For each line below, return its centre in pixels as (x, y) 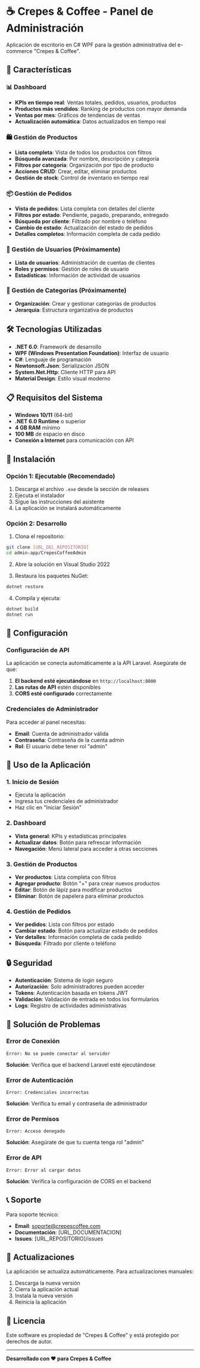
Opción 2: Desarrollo (37, 524)
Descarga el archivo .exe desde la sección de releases (82, 489)
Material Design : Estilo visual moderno (62, 378)
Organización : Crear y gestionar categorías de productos (85, 303)
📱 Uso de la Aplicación (49, 765)
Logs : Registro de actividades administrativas (71, 1006)
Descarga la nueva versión (47, 1283)
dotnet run (20, 614)
